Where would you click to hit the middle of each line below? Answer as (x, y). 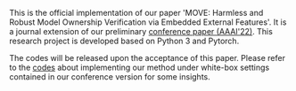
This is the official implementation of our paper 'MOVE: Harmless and (136, 13)
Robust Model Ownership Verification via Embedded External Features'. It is (148, 22)
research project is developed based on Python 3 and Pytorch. (124, 41)
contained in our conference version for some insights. (110, 77)
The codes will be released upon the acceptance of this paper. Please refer (147, 58)
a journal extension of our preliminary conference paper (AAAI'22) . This (141, 31)
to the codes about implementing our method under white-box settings (140, 67)
